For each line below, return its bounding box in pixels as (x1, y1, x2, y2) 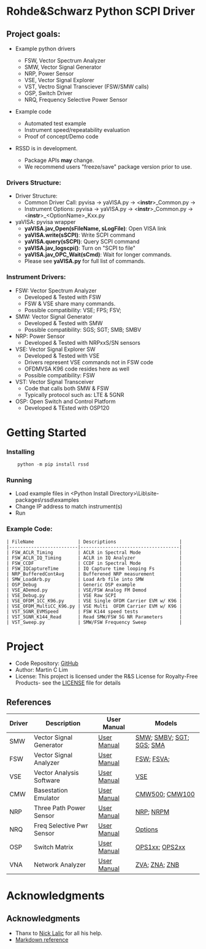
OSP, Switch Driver (24, 90, 73, 96)
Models (154, 719, 178, 728)
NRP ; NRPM (135, 808, 170, 816)
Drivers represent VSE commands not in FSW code (24, 358, 153, 366)
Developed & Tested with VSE (24, 352, 100, 359)
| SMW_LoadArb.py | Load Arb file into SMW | (6, 576, 183, 582)
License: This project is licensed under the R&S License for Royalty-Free (15, 673, 198, 680)
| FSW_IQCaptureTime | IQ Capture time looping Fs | (6, 566, 183, 572)
